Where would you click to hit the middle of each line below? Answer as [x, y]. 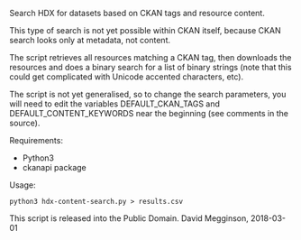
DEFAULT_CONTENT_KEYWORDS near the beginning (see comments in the [149, 113]
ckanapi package [55, 167]
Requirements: [36, 140]
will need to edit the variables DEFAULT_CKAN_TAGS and [115, 104]
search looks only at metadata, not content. [90, 40]
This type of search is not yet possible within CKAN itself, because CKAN [145, 30]
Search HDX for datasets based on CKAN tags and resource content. [137, 13]
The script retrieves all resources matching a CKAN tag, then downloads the [150, 57]
